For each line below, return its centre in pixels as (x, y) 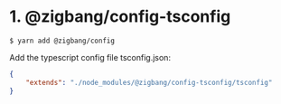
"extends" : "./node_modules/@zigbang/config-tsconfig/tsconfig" (149, 82)
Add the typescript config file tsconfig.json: (90, 57)
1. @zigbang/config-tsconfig (120, 17)
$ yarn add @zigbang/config (62, 41)
